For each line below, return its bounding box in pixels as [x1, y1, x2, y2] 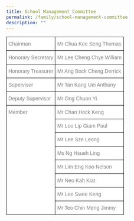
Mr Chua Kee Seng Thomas [57, 41, 122, 47]
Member [8, 109, 28, 116]
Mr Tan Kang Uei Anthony [57, 82, 116, 89]
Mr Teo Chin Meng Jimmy [57, 204, 116, 212]
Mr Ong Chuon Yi [57, 95, 97, 102]
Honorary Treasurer [8, 68, 54, 74]
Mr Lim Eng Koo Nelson [57, 164, 112, 170]
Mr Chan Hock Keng [57, 109, 104, 116]
